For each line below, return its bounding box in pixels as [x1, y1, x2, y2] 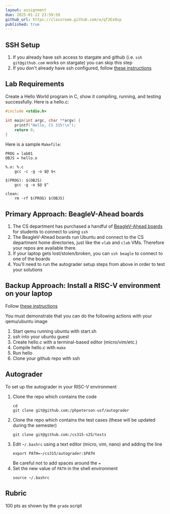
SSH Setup [5, 40, 40, 49]
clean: [5, 191, 19, 197]
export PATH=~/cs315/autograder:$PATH [12, 451, 95, 456]
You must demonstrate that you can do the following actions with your [5, 312, 153, 319]
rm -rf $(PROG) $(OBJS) [14, 196, 65, 201]
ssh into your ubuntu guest [12, 333, 69, 339]
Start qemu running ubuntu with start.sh [12, 328, 97, 334]
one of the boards [12, 256, 50, 262]
